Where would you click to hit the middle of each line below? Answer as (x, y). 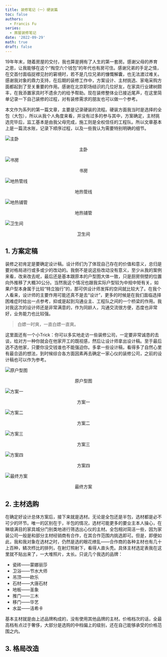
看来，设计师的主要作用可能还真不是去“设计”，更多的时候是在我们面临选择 (85, 295)
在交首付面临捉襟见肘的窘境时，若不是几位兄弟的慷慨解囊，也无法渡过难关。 (83, 74)
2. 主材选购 (22, 504)
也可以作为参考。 (31, 360)
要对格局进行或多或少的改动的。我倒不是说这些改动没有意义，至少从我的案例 (83, 270)
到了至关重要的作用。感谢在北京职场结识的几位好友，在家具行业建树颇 (90, 86)
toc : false (16, 14)
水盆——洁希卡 (28, 608)
